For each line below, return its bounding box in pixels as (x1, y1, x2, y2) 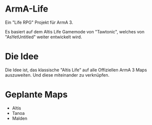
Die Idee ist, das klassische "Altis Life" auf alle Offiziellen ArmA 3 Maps (5, 67, 147, 73)
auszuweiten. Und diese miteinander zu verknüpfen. (5, 72, 110, 78)
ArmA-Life (5, 3, 49, 15)
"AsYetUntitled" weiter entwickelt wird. (5, 34, 83, 40)
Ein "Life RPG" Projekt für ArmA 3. (5, 19, 73, 25)
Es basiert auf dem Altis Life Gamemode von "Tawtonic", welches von (5, 29, 145, 34)
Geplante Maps (5, 89, 68, 100)
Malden (12, 115, 28, 121)
